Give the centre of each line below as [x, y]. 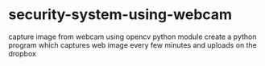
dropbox [22, 53]
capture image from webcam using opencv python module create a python [132, 37]
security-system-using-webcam [120, 15]
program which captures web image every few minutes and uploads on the [133, 45]
